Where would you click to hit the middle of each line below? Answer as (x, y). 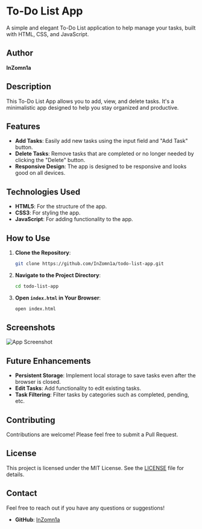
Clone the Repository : (43, 252)
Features (23, 126)
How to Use (28, 238)
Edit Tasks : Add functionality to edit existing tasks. (78, 388)
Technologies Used (43, 192)
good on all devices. (40, 173)
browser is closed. (38, 382)
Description (29, 86)
